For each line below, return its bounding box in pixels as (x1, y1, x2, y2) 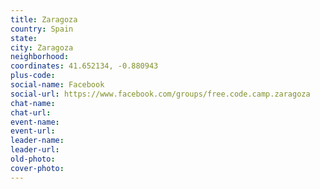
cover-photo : (10, 163, 65, 173)
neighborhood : (10, 52, 70, 62)
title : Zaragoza (10, 14, 78, 25)
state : (10, 33, 38, 43)
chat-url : (10, 107, 52, 118)
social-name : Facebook (10, 80, 105, 90)
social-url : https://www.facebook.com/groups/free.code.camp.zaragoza (10, 89, 311, 99)
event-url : (10, 126, 56, 136)
